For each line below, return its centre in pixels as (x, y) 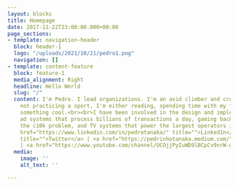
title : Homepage (31, 21)
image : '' (35, 159)
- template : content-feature (50, 66)
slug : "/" (28, 93)
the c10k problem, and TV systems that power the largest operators (123, 126)
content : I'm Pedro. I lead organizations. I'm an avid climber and (117, 100)
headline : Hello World (47, 86)
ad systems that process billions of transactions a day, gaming (119, 119)
